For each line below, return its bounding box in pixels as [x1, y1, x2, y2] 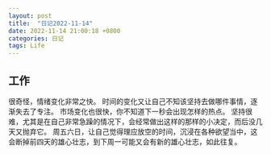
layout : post [8, 11, 52, 20]
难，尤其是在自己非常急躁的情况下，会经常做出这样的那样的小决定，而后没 [8, 116, 256, 126]
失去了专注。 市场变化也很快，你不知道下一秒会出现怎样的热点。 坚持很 [15, 106, 252, 116]
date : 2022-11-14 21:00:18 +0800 [8, 27, 121, 35]
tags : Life [8, 42, 45, 50]
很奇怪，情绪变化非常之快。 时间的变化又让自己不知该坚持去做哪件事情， [8, 96, 251, 106]
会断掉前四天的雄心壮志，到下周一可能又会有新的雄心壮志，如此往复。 [8, 136, 242, 146]
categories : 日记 [8, 34, 65, 43]
